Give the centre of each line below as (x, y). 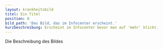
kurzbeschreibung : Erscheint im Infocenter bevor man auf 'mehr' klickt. (82, 28)
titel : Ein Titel (23, 14)
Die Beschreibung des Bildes (34, 41)
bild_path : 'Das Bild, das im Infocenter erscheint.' (61, 23)
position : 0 (17, 18)
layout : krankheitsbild (29, 9)
